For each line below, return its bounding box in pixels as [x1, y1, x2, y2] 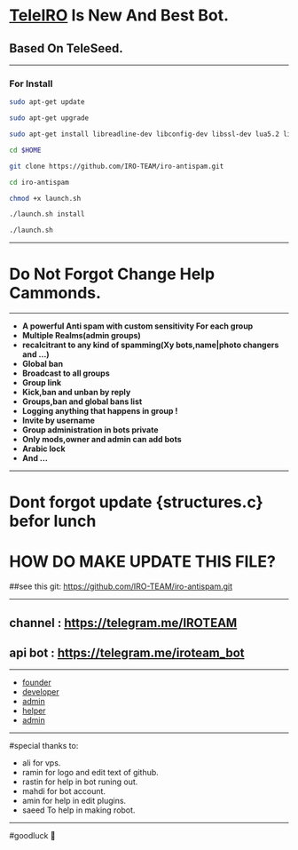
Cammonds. [9, 283, 102, 303]
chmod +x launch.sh [9, 194, 82, 203]
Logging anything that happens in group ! [21, 406, 178, 417]
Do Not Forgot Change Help [9, 264, 216, 284]
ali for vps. [21, 758, 61, 768]
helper [21, 705, 46, 716]
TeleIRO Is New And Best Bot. [9, 5, 229, 26]
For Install [9, 77, 53, 90]
